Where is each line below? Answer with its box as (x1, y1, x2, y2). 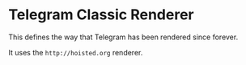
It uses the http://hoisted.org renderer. (8, 47, 143, 57)
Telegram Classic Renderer (8, 6, 194, 24)
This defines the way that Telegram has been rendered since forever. (8, 32, 239, 42)
